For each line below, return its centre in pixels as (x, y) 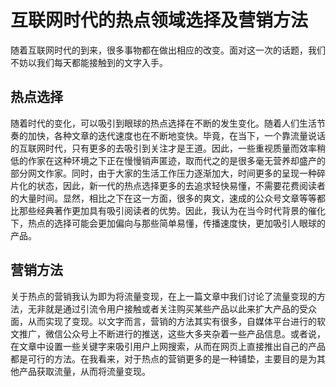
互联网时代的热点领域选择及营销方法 (159, 20)
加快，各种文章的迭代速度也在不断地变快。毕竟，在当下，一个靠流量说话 (176, 135)
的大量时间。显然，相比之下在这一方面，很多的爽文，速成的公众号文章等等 (163, 198)
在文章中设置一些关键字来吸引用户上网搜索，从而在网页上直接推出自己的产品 (168, 346)
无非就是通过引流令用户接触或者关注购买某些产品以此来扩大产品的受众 (172, 308)
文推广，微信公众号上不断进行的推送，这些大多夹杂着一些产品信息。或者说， (168, 333)
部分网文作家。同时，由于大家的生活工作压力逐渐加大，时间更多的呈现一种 (163, 173)
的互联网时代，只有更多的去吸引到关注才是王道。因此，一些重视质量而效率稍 (168, 148)
